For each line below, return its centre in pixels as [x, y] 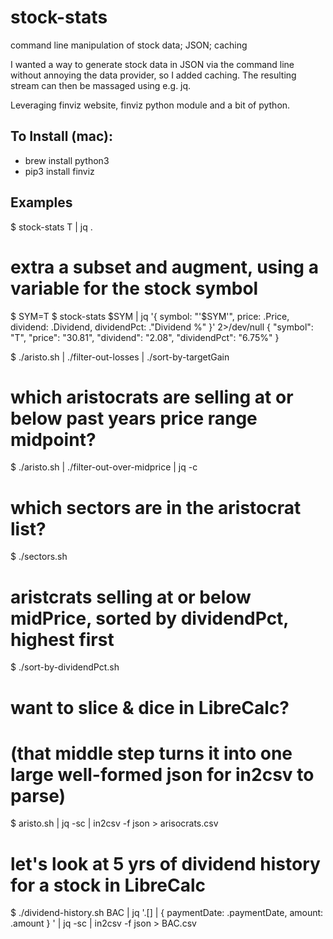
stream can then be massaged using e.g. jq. [101, 85]
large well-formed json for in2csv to [162, 774]
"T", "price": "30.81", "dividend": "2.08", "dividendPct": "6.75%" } [145, 337]
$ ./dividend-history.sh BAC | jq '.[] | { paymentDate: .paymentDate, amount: [167, 913]
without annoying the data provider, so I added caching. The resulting [153, 75]
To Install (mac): [61, 136]
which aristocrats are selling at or [152, 397]
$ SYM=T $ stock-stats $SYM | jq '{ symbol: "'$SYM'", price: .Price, [150, 316]
